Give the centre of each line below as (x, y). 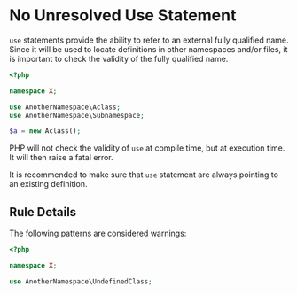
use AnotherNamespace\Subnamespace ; (77, 115)
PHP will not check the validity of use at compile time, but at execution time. (147, 148)
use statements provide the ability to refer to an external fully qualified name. (149, 40)
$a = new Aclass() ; (45, 131)
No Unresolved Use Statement (123, 16)
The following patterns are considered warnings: (98, 233)
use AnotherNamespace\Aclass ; (65, 107)
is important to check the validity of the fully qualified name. (119, 58)
